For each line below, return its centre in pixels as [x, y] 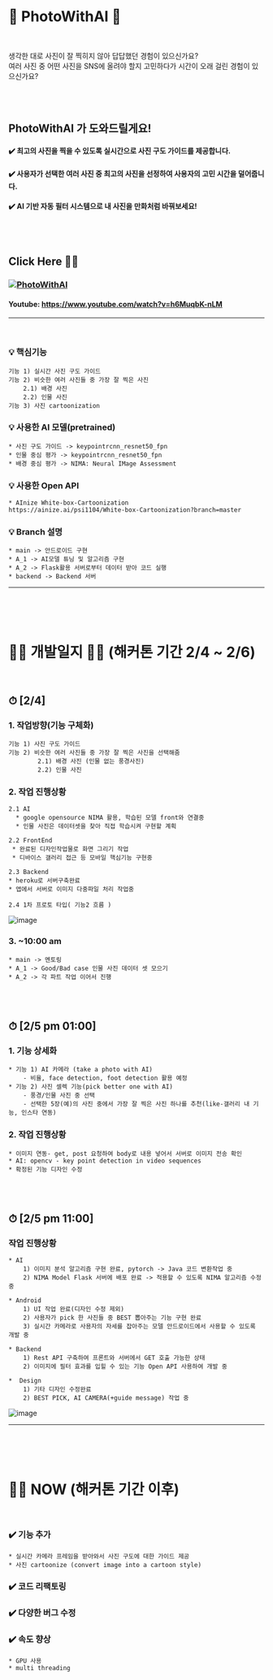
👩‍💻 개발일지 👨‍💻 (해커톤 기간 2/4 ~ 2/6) [132, 652]
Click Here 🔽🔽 [43, 262]
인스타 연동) [39, 1113]
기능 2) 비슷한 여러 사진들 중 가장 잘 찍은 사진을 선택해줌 [94, 753]
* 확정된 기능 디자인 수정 [45, 1169]
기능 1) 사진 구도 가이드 [45, 744]
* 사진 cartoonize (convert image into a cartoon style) [105, 1565]
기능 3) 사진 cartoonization [54, 405]
